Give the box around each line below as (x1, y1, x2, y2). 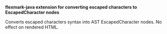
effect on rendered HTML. (5, 24, 59, 30)
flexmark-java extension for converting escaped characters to (5, 4, 137, 10)
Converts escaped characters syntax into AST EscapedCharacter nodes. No (5, 19, 162, 25)
